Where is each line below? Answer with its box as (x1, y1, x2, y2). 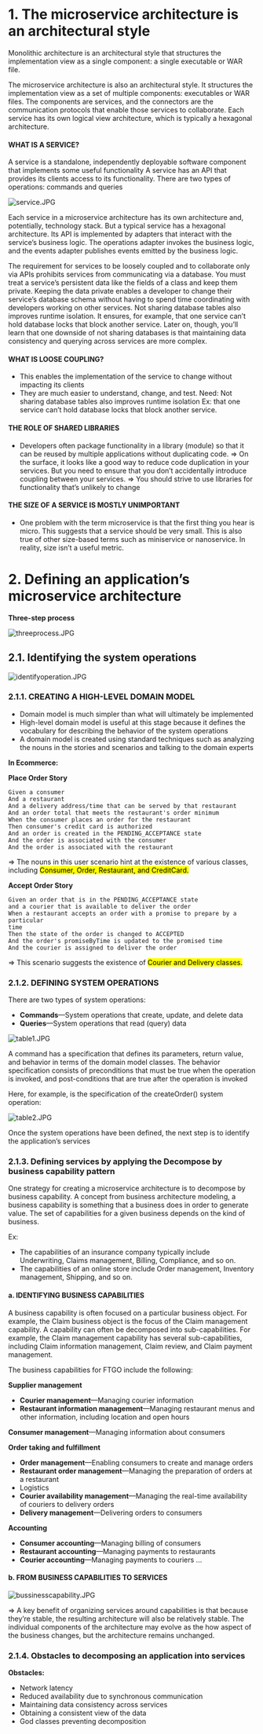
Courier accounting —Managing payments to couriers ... (19, 1555, 203, 1564)
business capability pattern (8, 1166, 115, 1177)
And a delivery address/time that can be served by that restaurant (8, 802, 237, 810)
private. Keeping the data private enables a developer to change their (8, 287, 232, 296)
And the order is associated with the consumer (8, 836, 167, 844)
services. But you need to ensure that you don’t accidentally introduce (19, 466, 247, 475)
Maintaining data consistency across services (19, 1700, 168, 1710)
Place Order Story (8, 773, 68, 782)
